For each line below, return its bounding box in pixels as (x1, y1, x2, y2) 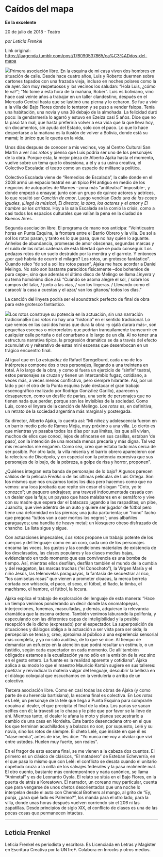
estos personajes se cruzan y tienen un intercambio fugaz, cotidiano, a (5, 372, 147, 378)
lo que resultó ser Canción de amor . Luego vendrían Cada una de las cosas (5, 195, 157, 201)
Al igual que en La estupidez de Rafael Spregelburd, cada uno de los (5, 356, 142, 362)
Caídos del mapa (5, 3, 74, 15)
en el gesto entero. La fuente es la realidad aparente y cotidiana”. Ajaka (5, 657, 147, 663)
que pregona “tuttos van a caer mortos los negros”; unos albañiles (5, 515, 138, 520)
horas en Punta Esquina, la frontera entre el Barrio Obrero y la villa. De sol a (5, 230, 156, 236)
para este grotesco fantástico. (5, 301, 65, 307)
